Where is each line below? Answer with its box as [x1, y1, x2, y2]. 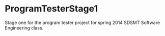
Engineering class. [5, 24, 44, 30]
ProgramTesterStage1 [5, 3, 98, 14]
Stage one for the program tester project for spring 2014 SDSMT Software [5, 19, 160, 25]
